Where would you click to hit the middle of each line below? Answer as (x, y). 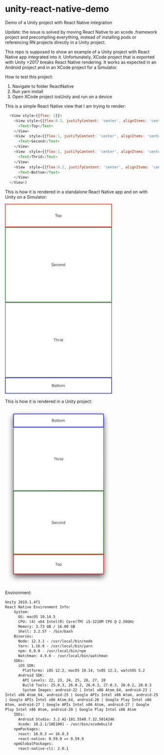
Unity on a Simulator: (26, 197)
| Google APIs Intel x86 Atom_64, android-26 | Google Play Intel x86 (78, 700)
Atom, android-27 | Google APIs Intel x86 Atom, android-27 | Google (77, 704)
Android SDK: (31, 675)
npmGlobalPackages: (34, 744)
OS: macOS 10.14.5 (37, 617)
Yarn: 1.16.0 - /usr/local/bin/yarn (55, 646)
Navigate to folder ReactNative (43, 86)
